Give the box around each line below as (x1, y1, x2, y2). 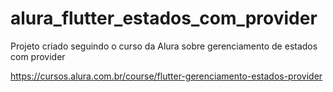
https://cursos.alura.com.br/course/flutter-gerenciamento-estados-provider (10, 70, 323, 82)
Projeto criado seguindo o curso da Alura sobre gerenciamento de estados (10, 40, 318, 52)
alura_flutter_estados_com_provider (10, 7, 318, 30)
